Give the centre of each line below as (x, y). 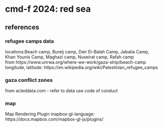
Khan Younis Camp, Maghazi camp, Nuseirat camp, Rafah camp (70, 57)
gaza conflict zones (29, 80)
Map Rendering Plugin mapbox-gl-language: (50, 114)
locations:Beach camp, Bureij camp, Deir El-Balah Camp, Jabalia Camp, (77, 51)
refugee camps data (30, 41)
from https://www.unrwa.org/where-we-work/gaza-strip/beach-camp (76, 62)
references (22, 27)
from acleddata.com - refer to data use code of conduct (62, 91)
